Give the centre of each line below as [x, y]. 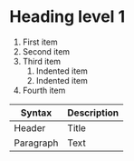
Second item [46, 51]
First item [40, 42]
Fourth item [44, 90]
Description [93, 113]
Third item [42, 61]
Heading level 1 [67, 17]
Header [30, 127]
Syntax [36, 113]
